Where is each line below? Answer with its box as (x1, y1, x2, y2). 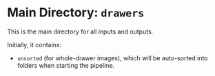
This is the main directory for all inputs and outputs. (7, 27, 154, 36)
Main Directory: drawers (7, 5, 145, 21)
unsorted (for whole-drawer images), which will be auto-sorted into (17, 53, 208, 62)
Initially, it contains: (7, 40, 62, 49)
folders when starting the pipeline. (17, 61, 115, 69)
